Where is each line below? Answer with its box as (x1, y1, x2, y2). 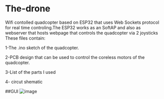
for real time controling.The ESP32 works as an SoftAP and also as (5, 24, 141, 30)
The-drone (5, 3, 51, 14)
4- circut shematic (5, 79, 43, 85)
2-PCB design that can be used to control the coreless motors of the (5, 54, 145, 60)
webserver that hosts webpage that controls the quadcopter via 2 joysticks (5, 30, 159, 36)
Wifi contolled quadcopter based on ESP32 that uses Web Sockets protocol (5, 19, 160, 25)
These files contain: (5, 35, 46, 41)
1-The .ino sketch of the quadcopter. (5, 45, 79, 50)
